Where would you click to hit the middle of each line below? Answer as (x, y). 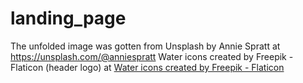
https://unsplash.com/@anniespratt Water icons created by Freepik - (152, 56)
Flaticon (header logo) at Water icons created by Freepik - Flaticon (147, 67)
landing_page (68, 18)
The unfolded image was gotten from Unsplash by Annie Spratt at (145, 46)
